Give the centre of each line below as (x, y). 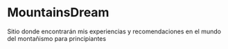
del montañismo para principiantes (56, 38)
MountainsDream (58, 13)
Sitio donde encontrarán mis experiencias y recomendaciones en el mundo (114, 31)
